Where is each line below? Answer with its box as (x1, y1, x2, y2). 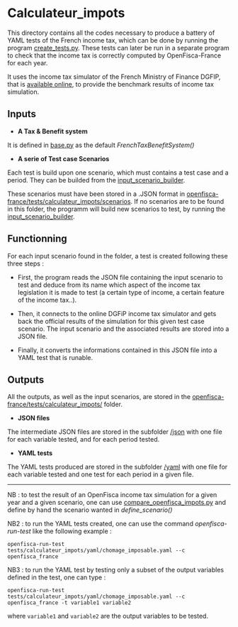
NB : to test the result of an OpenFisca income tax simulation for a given (7, 491, 217, 499)
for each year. (7, 58, 48, 67)
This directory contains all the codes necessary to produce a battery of (7, 28, 215, 37)
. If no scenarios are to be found (130, 197, 225, 205)
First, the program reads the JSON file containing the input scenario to (17, 273, 223, 281)
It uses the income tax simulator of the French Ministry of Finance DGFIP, (7, 72, 221, 81)
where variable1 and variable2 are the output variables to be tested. (7, 612, 209, 621)
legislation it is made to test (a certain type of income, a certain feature (17, 288, 225, 296)
